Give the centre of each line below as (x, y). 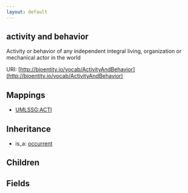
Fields (18, 183)
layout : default (27, 12)
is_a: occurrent (34, 144)
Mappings (26, 95)
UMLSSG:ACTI (33, 110)
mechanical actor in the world (44, 58)
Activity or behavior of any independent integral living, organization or (94, 51)
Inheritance (29, 129)
